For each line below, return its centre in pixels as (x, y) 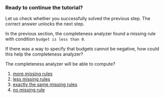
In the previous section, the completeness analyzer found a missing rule (80, 34)
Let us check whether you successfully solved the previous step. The (78, 19)
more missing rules (32, 74)
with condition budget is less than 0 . (45, 39)
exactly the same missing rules (45, 84)
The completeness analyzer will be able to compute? (60, 64)
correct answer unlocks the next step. (45, 24)
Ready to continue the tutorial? (44, 8)
